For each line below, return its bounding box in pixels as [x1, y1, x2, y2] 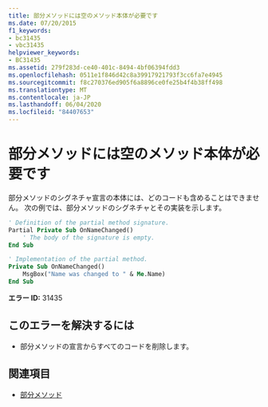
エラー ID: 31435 [8, 293, 63, 302]
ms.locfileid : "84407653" [8, 109, 94, 117]
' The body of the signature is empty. [22, 233, 156, 242]
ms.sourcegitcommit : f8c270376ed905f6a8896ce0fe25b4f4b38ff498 [8, 78, 223, 86]
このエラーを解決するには [8, 318, 134, 332]
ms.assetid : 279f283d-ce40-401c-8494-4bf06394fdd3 [8, 64, 180, 72]
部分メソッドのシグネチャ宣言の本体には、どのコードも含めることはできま [8, 192, 253, 202]
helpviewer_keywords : [8, 49, 81, 57]
